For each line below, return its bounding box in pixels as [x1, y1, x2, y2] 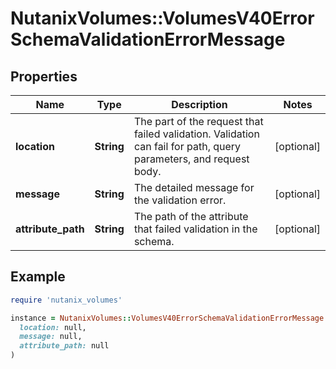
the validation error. [133, 193, 227, 207]
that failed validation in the [133, 222, 258, 236]
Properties [10, 68, 78, 85]
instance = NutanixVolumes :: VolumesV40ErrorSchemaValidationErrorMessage [10, 313, 325, 323]
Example [10, 268, 66, 286]
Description [171, 98, 228, 111]
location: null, [19, 322, 87, 332]
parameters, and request [133, 152, 250, 166]
